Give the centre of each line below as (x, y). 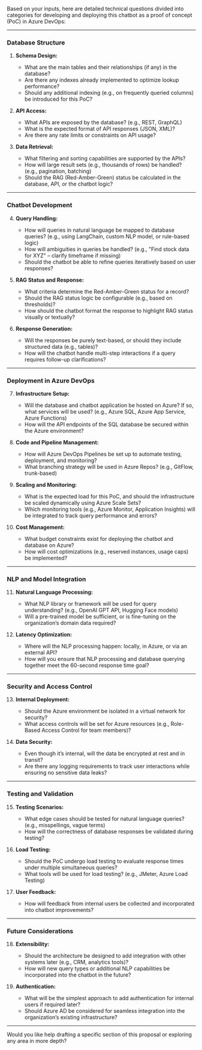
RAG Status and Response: (50, 280)
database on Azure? (49, 545)
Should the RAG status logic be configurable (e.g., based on (98, 298)
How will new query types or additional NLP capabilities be (97, 968)
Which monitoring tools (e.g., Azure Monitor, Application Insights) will (110, 509)
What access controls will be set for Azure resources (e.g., (97, 724)
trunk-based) (41, 473)
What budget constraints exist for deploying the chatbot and (99, 539)
